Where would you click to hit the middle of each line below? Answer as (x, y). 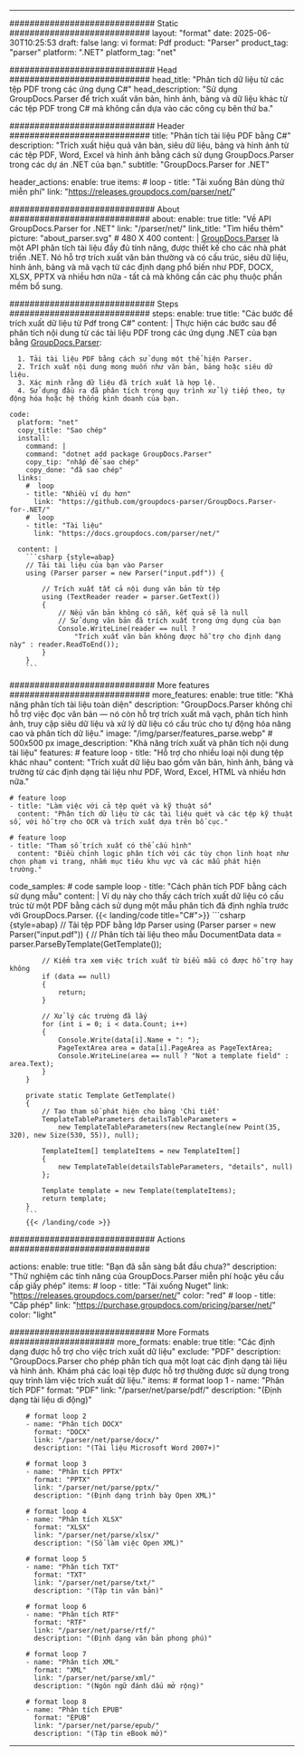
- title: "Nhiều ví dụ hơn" (78, 494)
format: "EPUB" (62, 1718)
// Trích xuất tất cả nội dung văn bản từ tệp (131, 589)
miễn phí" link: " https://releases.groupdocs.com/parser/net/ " (123, 192)
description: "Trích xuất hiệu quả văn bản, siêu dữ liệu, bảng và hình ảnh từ (149, 145)
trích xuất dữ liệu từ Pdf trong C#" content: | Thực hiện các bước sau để (143, 323)
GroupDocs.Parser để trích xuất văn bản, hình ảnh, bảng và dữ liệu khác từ (148, 99)
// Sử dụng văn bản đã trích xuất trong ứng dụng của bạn (169, 621)
